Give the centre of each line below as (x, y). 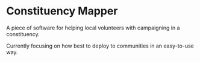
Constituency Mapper (62, 11)
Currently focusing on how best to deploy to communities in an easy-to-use (100, 46)
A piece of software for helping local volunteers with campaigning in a (93, 28)
